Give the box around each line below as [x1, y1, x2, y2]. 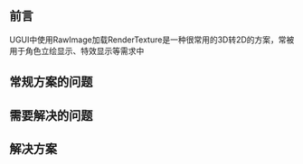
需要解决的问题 [9, 107, 93, 123]
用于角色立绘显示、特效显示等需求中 [9, 45, 145, 56]
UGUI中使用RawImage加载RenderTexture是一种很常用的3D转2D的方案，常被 [9, 34, 295, 45]
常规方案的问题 [9, 75, 93, 90]
